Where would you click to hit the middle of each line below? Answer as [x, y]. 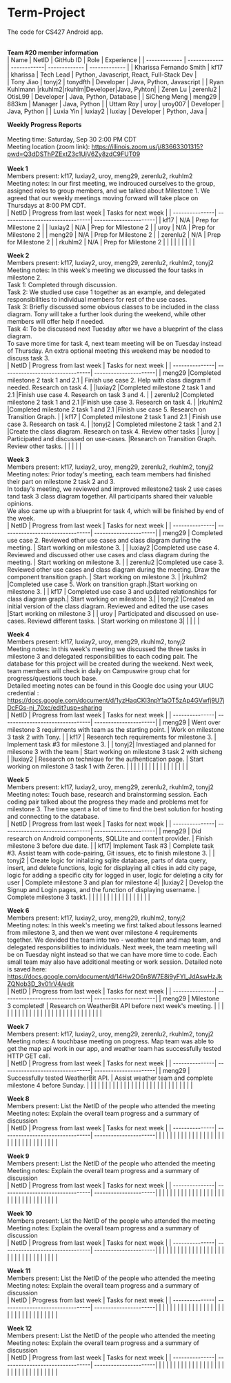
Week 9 [18, 1156]
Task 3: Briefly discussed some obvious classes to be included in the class [113, 307]
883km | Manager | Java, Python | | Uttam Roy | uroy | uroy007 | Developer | [115, 104]
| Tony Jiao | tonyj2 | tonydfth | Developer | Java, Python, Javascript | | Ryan [115, 81]
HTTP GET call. [29, 1056]
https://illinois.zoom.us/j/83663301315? [147, 146]
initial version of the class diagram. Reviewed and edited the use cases [108, 606]
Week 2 [18, 255]
